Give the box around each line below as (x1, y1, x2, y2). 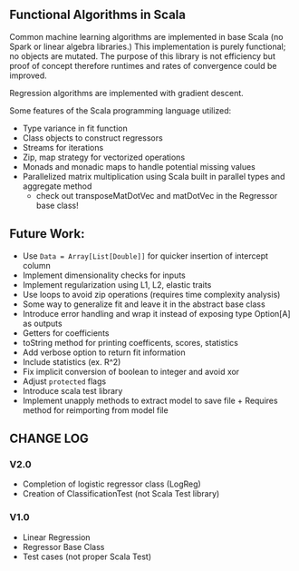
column (22, 260, 52, 271)
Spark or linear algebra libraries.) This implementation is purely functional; (9, 41, 286, 52)
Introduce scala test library (22, 385, 123, 396)
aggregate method (22, 181, 92, 192)
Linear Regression (22, 531, 91, 543)
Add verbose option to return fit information (22, 347, 186, 358)
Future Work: (9, 226, 85, 241)
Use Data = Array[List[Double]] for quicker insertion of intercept (22, 250, 269, 261)
